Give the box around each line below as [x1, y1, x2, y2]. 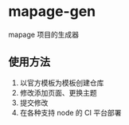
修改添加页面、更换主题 [19, 88, 97, 97]
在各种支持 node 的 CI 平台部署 [19, 107, 122, 117]
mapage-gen [8, 2, 96, 21]
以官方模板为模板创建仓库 [19, 78, 104, 88]
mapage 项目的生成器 [8, 29, 80, 39]
